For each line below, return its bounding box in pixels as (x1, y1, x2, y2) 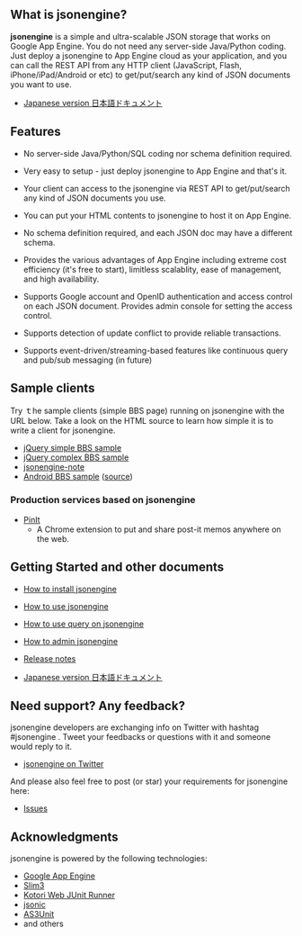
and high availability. (22, 274, 100, 284)
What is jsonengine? (10, 7, 128, 22)
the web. (36, 533, 70, 544)
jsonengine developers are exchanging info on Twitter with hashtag (10, 722, 260, 733)
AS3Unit (22, 909, 55, 920)
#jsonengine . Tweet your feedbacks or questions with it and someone (10, 732, 271, 742)
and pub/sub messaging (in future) (22, 355, 153, 365)
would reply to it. (10, 742, 73, 752)
